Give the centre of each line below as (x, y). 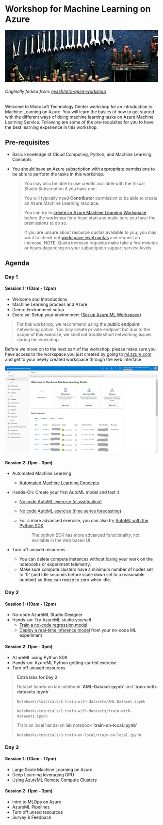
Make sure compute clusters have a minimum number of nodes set (86, 569)
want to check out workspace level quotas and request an (82, 237)
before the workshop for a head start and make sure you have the (90, 218)
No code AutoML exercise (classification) (60, 502)
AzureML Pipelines (31, 807)
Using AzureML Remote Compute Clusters (54, 780)
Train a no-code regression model (53, 625)
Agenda (17, 263)
